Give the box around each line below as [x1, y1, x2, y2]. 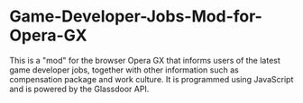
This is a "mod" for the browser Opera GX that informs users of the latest [9, 55, 281, 65]
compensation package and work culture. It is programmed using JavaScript [9, 73, 294, 84]
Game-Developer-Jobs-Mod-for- [9, 6, 263, 27]
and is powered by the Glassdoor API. [9, 83, 150, 94]
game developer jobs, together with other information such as [9, 64, 239, 75]
